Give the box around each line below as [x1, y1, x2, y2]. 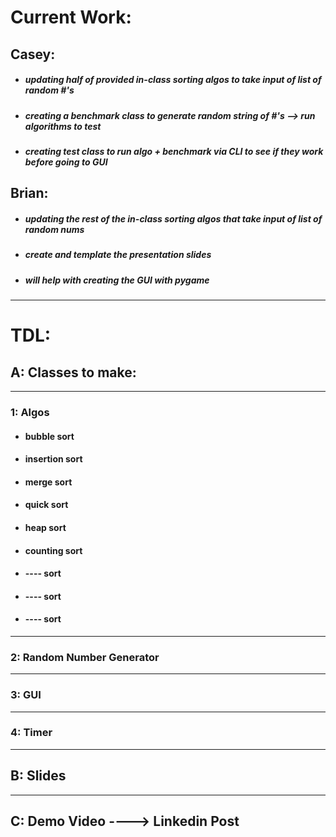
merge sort [24, 476, 73, 488]
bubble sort [24, 430, 75, 442]
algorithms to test [24, 120, 102, 132]
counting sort [24, 544, 83, 556]
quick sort [24, 499, 69, 511]
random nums [24, 223, 85, 235]
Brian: [10, 185, 49, 202]
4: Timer [10, 726, 53, 740]
